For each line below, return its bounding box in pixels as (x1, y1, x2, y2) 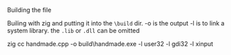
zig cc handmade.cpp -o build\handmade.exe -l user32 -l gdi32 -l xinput (7, 40, 214, 47)
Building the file (7, 6, 52, 14)
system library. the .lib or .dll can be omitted (7, 27, 140, 34)
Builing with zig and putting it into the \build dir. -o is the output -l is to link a (7, 19, 225, 27)
